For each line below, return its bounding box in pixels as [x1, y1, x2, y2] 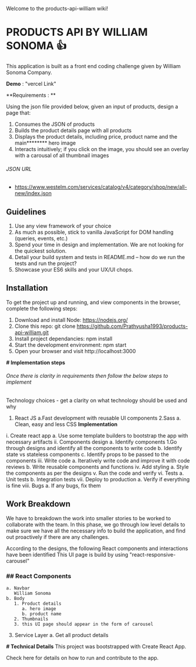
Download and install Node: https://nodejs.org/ [14, 316, 128, 323]
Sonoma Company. [6, 69, 52, 76]
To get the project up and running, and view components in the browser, [6, 299, 181, 306]
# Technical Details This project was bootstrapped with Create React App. [6, 643, 187, 650]
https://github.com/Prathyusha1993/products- [76, 323, 188, 330]
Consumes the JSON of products [14, 120, 95, 128]
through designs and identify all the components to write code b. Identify [6, 444, 183, 451]
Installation [6, 283, 48, 293]
